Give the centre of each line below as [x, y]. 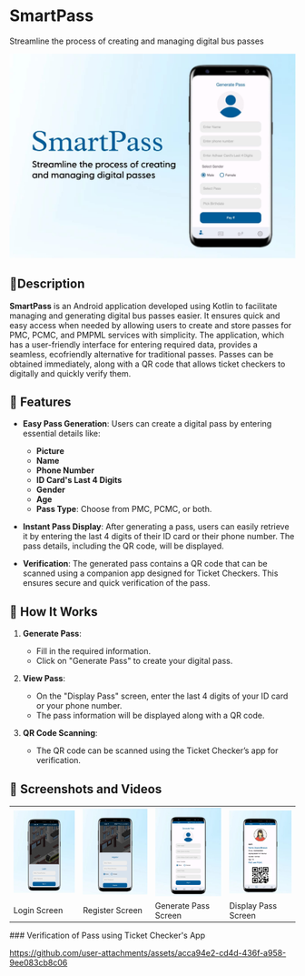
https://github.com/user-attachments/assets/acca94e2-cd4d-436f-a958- [148, 953]
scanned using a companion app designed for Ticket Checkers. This [150, 573]
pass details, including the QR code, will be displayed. [123, 546]
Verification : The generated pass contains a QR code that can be [145, 564]
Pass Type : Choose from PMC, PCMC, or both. [124, 509]
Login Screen [38, 911]
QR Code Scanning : [60, 733]
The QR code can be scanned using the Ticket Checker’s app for [157, 750]
